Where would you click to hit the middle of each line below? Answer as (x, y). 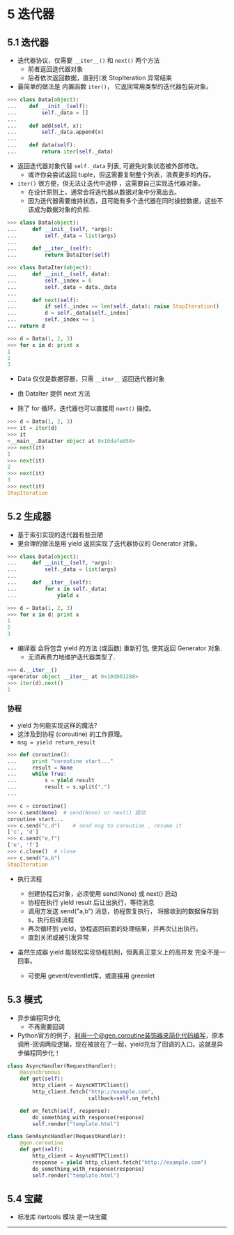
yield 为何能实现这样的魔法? (57, 725)
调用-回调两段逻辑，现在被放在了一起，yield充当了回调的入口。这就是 (117, 1044)
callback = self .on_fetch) (124, 1098)
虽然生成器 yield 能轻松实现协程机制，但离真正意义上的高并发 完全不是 (118, 952)
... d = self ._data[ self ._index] (68, 313)
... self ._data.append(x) (56, 132)
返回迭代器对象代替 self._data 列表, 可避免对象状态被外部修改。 (110, 165)
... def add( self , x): (45, 126)
